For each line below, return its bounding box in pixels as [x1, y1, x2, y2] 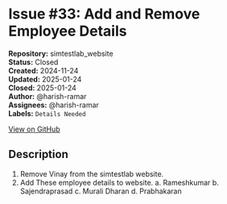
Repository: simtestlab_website [8, 48, 114, 58]
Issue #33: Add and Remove [8, 5, 200, 23]
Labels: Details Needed [8, 108, 86, 118]
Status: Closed [8, 57, 59, 67]
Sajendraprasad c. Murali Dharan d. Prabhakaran [19, 186, 183, 196]
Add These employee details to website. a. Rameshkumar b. [19, 177, 219, 187]
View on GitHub [8, 124, 60, 134]
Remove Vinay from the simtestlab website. [19, 169, 164, 178]
